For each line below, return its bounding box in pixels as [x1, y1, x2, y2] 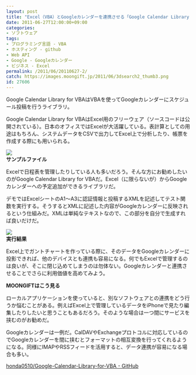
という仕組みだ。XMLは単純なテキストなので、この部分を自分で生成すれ [11, 210, 186, 217]
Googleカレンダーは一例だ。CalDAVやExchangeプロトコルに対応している [6, 329, 183, 336]
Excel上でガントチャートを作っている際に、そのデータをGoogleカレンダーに [6, 248, 190, 255]
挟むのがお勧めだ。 [6, 317, 53, 323]
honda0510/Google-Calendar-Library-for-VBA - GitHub [6, 363, 139, 369]
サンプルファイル [6, 156, 47, 162]
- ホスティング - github [6, 47, 61, 53]
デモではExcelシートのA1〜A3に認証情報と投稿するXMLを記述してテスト [6, 195, 181, 202]
